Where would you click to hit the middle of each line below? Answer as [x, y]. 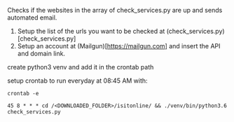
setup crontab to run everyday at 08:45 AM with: [78, 81]
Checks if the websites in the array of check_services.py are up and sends [115, 10]
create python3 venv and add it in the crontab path [81, 67]
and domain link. [41, 53]
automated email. [32, 18]
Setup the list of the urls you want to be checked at [91, 31]
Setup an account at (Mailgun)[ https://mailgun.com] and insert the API [119, 46]
